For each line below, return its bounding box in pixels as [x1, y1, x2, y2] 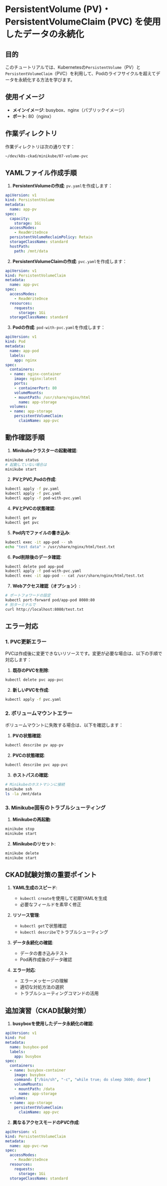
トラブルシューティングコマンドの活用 [19, 990, 99, 996]
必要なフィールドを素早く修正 [19, 901, 81, 907]
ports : [14, 381, 28, 386]
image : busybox [14, 1072, 46, 1077]
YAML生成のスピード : [12, 885, 57, 891]
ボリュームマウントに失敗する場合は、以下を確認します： [5, 722, 123, 728]
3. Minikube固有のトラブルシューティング [5, 804, 106, 811]
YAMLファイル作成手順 [5, 169, 77, 177]
